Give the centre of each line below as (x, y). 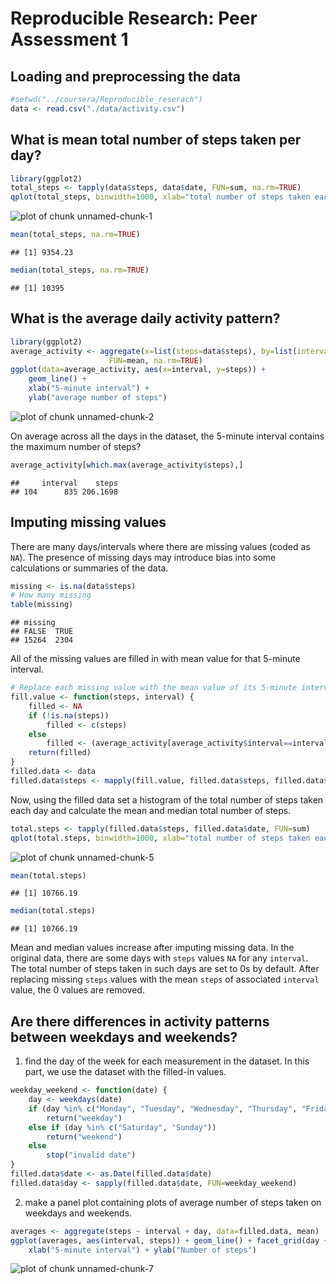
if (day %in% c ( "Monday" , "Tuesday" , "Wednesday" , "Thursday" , (163, 1108)
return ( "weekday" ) (84, 1118)
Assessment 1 (69, 39)
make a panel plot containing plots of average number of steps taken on (173, 1202)
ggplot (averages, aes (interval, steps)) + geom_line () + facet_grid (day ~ (169, 1240)
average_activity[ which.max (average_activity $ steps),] (127, 465)
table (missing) (42, 605)
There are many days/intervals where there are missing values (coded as (160, 546)
